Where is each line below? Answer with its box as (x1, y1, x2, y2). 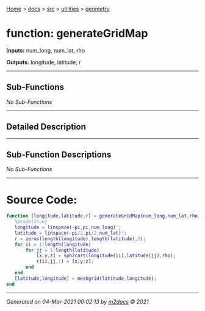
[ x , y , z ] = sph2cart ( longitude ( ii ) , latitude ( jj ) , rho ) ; (36, 253, 176, 259)
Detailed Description (6, 122, 87, 132)
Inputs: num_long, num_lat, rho (6, 46, 85, 54)
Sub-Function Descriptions (6, 149, 112, 159)
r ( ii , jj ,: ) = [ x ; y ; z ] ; (36, 258, 95, 265)
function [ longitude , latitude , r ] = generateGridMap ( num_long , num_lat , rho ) (6, 213, 201, 219)
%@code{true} (14, 219, 48, 225)
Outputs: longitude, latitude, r (6, 58, 81, 66)
